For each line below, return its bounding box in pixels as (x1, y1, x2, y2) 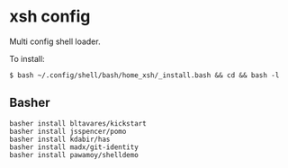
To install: (9, 53, 45, 64)
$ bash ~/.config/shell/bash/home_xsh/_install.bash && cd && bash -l (9, 70, 280, 80)
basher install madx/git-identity (9, 142, 139, 152)
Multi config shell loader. (9, 36, 101, 47)
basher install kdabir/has (9, 135, 111, 144)
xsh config (9, 6, 91, 27)
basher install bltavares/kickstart (9, 119, 147, 128)
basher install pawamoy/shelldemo (9, 150, 139, 159)
